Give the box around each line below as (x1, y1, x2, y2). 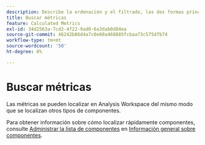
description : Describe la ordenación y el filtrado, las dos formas (6, 9, 184, 15)
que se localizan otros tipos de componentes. (6, 107, 121, 114)
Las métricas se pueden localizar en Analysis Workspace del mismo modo (6, 100, 193, 107)
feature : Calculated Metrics (6, 20, 81, 26)
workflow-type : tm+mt (6, 37, 62, 43)
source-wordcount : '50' (6, 43, 67, 49)
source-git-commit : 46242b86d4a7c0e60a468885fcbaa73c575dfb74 (6, 32, 168, 38)
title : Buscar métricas (6, 15, 67, 21)
